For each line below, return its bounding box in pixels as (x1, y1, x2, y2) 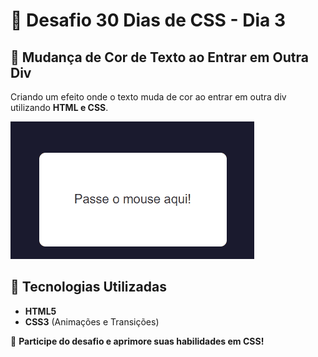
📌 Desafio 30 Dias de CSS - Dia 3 (10, 9, 287, 32)
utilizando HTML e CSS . (10, 102, 109, 113)
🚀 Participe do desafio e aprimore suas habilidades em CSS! (10, 335, 265, 347)
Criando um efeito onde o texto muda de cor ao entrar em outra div (10, 91, 287, 103)
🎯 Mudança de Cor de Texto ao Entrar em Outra (10, 49, 309, 66)
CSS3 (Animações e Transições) (24, 315, 160, 328)
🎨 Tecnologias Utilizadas (10, 279, 167, 296)
